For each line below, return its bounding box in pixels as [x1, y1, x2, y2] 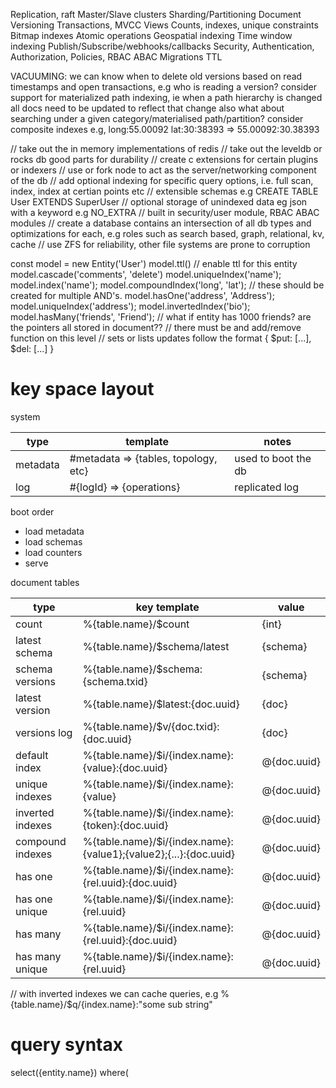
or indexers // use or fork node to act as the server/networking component [10, 164, 317, 176]
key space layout [10, 378, 155, 401]
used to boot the [234, 451, 312, 465]
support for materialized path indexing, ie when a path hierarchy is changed [10, 92, 323, 103]
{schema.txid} [82, 674, 148, 688]
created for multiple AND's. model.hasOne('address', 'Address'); [10, 290, 275, 301]
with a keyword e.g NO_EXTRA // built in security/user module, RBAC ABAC [10, 207, 320, 218]
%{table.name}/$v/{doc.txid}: [82, 719, 220, 733]
